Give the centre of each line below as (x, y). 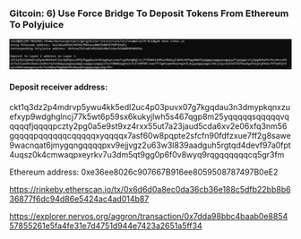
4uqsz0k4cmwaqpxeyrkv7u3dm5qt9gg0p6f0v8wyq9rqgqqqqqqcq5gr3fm (147, 154)
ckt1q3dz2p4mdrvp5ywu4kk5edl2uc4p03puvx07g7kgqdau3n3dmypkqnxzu (150, 107)
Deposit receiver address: (59, 87)
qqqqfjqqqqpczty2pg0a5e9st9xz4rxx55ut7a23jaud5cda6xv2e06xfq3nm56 (148, 126)
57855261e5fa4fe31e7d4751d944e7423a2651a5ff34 (106, 226)
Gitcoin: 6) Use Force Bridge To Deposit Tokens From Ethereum (149, 13)
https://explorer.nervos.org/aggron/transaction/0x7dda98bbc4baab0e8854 (149, 216)
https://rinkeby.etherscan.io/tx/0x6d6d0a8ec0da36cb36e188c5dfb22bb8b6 (150, 189)
